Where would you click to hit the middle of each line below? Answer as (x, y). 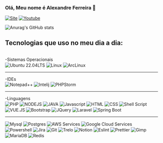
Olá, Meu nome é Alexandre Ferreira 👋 (50, 8)
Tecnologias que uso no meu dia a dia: (64, 43)
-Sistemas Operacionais (29, 59)
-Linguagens (18, 99)
